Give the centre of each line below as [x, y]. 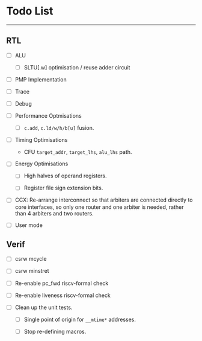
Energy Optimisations [41, 164]
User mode [29, 225]
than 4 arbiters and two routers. [54, 213]
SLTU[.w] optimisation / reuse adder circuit [77, 67]
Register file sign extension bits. [63, 188]
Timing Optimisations [41, 140]
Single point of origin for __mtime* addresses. [80, 319]
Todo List [30, 11]
